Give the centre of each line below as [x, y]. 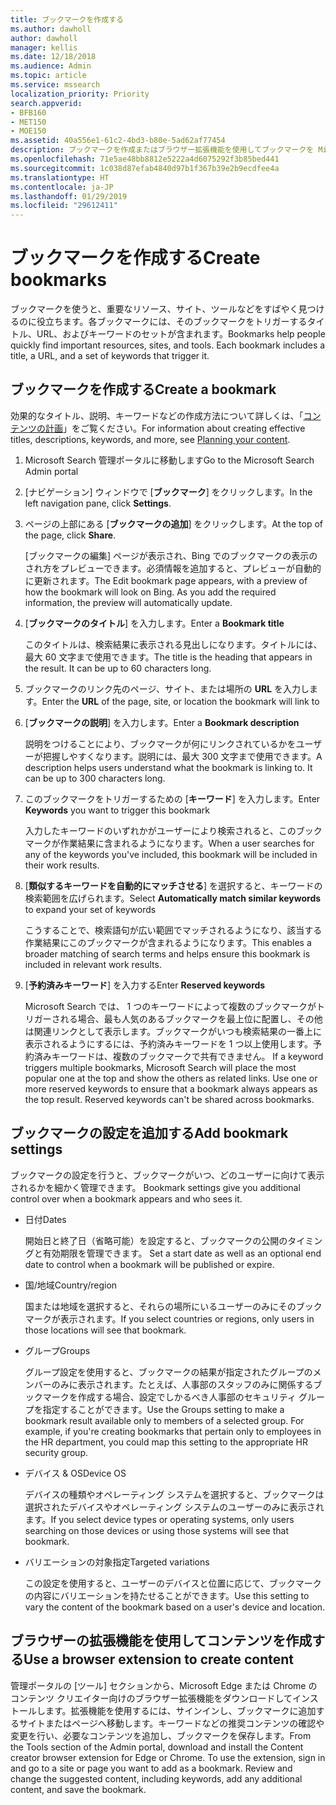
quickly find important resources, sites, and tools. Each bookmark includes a [168, 345]
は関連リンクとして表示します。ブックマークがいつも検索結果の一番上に [173, 1031]
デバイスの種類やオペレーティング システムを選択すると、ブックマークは [174, 1494]
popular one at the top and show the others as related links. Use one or [171, 1078]
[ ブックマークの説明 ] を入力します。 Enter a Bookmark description [162, 722]
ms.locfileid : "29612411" [64, 206]
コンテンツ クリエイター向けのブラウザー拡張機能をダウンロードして [151, 1698]
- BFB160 [28, 112]
